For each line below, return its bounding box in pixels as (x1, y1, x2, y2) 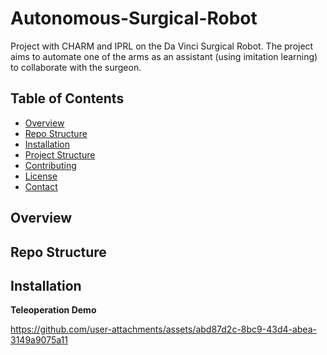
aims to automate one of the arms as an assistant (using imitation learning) (10, 50, 318, 62)
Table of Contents (10, 90, 125, 107)
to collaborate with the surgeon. (10, 61, 142, 73)
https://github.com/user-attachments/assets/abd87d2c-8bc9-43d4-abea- (10, 323, 317, 336)
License (24, 170, 58, 182)
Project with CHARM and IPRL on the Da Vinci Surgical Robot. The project (10, 40, 314, 52)
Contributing (24, 159, 77, 171)
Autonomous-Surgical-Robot (10, 7, 258, 30)
